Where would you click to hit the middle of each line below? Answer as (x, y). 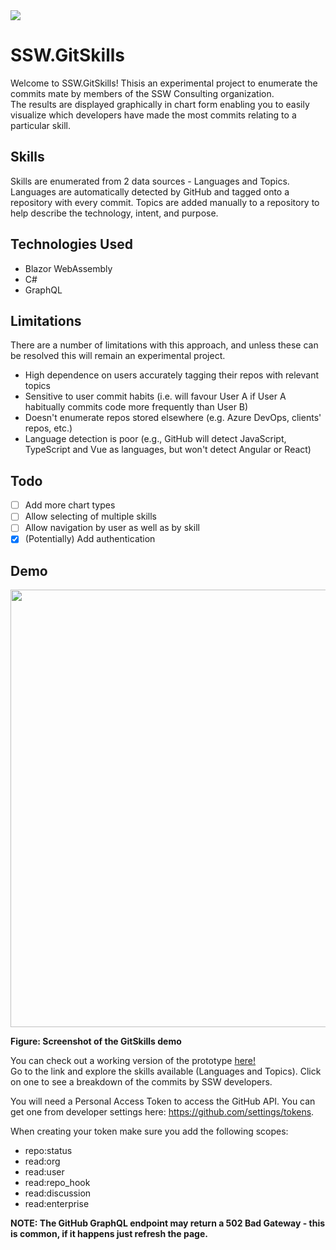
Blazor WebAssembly (68, 268)
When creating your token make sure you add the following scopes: (149, 1131)
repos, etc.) (48, 428)
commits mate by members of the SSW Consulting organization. (142, 93)
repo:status (48, 1151)
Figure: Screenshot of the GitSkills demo (96, 1041)
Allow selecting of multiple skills (90, 516)
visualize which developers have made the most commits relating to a (153, 115)
